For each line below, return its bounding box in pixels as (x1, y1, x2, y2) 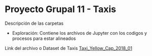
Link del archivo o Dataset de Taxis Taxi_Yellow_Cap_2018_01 (5, 45, 133, 51)
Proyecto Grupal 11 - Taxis (5, 4, 116, 15)
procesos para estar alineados (12, 35, 76, 41)
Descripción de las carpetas (5, 20, 64, 26)
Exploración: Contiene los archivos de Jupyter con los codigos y (12, 30, 147, 36)
